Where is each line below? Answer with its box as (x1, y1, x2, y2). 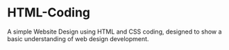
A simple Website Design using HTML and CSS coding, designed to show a (7, 27, 222, 36)
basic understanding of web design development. (7, 34, 149, 42)
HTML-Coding (7, 5, 91, 21)
